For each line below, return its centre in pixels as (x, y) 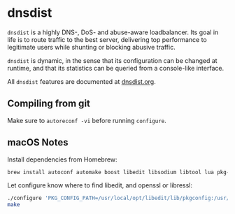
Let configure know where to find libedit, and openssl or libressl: (100, 185)
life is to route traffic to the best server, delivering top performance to (107, 39)
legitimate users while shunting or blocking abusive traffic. (92, 47)
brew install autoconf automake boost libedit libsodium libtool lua (111, 172)
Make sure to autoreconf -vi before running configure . (87, 120)
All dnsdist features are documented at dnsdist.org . (81, 81)
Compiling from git (49, 104)
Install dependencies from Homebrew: (62, 159)
